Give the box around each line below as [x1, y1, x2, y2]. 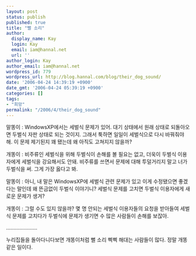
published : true [6, 19, 46, 25]
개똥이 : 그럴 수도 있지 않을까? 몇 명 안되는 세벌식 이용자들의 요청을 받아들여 [6, 205, 179, 212]
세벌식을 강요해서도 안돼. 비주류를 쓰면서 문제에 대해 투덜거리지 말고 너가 [21, 158, 188, 165]
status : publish [6, 14, 46, 20]
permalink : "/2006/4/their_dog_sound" [6, 107, 101, 113]
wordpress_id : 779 [6, 69, 51, 75]
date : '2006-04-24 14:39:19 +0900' [6, 80, 93, 86]
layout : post [6, 8, 38, 15]
